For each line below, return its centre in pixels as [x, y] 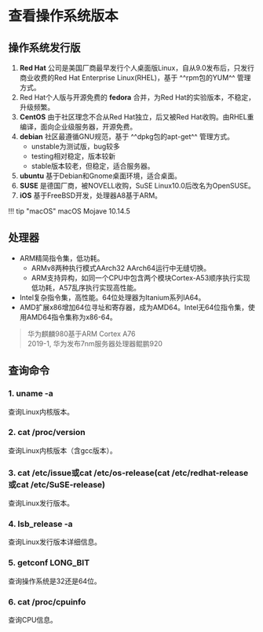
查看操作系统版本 [64, 16]
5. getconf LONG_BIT [49, 563]
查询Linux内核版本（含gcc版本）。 [63, 450]
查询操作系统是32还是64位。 [55, 581]
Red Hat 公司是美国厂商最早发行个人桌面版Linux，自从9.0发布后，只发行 [137, 68]
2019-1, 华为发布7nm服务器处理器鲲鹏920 [95, 343]
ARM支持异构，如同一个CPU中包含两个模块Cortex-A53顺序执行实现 [141, 278]
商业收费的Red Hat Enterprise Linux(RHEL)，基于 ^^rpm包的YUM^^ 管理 [135, 78]
